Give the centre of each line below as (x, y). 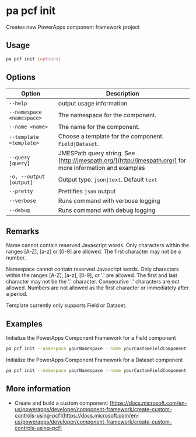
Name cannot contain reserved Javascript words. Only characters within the (98, 245)
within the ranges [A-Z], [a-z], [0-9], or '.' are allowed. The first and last (92, 275)
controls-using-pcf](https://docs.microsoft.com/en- (77, 415)
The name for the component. (99, 127)
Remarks (23, 231)
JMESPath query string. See (97, 153)
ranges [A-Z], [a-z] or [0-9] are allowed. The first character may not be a (94, 252)
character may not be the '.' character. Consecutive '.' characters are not (93, 282)
